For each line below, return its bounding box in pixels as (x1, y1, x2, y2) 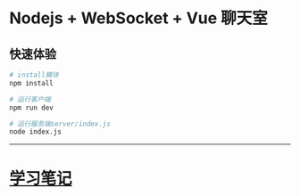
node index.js (9, 127, 62, 136)
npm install (9, 78, 54, 87)
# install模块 (9, 70, 60, 79)
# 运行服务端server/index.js (9, 119, 112, 128)
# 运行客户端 (9, 94, 51, 103)
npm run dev (9, 103, 54, 112)
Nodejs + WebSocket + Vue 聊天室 (9, 8, 268, 29)
